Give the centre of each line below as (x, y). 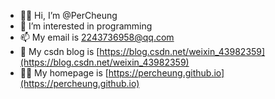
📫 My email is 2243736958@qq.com (97, 37)
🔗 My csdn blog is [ (59, 51)
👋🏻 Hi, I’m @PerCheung (68, 15)
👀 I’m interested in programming (86, 26)
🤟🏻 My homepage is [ (64, 73)
